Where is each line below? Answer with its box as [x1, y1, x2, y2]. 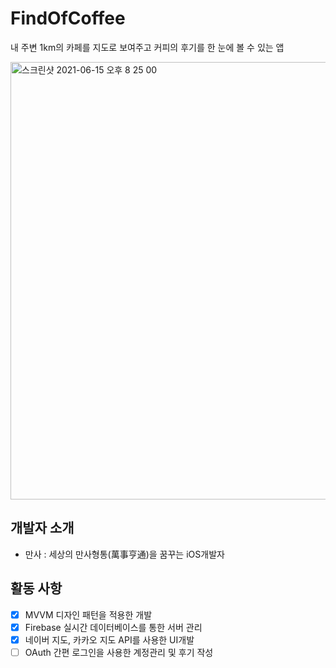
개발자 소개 [10, 520, 75, 537]
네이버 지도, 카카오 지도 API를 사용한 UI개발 [24, 633, 195, 646]
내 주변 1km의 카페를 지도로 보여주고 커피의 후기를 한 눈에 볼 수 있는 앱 [10, 41, 285, 53]
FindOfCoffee [10, 7, 126, 30]
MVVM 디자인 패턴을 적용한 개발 [24, 608, 153, 621]
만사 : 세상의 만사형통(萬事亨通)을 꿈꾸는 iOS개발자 [24, 548, 225, 560]
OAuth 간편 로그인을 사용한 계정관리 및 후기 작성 [24, 646, 214, 658]
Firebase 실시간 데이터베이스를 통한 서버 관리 [24, 621, 203, 633]
